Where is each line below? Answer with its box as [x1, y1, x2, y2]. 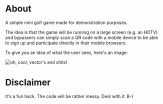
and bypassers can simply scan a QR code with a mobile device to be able [5, 34, 158, 40]
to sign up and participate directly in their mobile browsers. [5, 39, 127, 45]
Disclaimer [5, 77, 51, 88]
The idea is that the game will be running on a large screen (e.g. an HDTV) [5, 29, 158, 35]
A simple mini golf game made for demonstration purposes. [5, 19, 128, 25]
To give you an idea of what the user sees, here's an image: [5, 49, 128, 55]
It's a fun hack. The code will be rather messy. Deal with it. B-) [5, 93, 133, 99]
